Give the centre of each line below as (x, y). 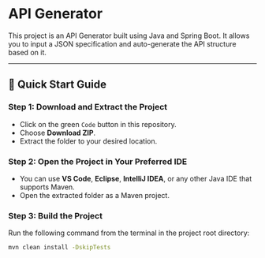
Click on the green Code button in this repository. (98, 124)
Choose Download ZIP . (58, 133)
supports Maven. (47, 187)
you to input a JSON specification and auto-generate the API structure (122, 43)
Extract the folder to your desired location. (88, 141)
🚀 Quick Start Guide (57, 85)
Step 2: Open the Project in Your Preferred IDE (98, 161)
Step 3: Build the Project (55, 215)
